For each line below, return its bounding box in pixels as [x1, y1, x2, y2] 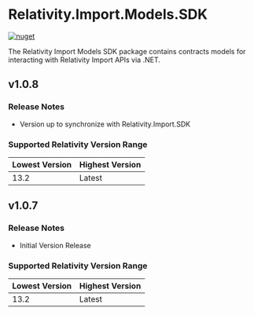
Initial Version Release [19, 240, 92, 250]
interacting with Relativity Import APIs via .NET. [8, 55, 161, 64]
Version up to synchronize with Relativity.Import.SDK [19, 119, 191, 129]
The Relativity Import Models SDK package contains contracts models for [8, 46, 246, 56]
